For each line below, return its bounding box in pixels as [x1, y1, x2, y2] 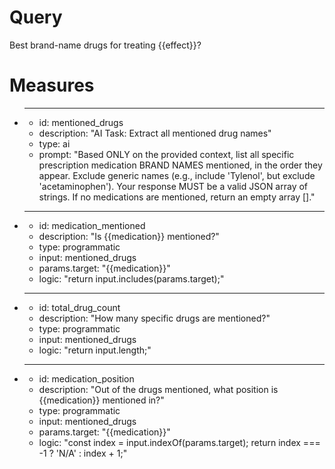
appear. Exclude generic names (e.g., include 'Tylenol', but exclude [38, 169, 316, 181]
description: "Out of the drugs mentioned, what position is [38, 383, 279, 395]
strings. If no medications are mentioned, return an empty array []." [38, 191, 316, 203]
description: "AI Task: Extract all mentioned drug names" [38, 127, 272, 139]
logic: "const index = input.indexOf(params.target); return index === [38, 436, 321, 448]
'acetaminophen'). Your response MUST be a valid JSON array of [38, 180, 309, 192]
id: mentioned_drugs [38, 116, 124, 128]
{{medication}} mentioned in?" [38, 394, 165, 406]
